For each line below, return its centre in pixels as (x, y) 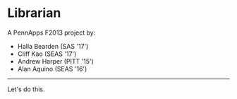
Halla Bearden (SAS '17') (53, 46)
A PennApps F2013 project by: (51, 33)
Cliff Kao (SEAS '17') (47, 54)
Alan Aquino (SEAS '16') (52, 69)
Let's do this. (26, 89)
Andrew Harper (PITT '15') (55, 61)
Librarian (34, 13)
